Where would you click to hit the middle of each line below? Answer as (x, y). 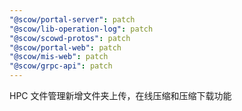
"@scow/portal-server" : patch (72, 19)
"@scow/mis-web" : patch (59, 57)
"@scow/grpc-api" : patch (61, 66)
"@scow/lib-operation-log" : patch (81, 29)
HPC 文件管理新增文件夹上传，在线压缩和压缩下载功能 (120, 95)
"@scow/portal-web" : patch (65, 47)
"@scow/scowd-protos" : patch (70, 38)
